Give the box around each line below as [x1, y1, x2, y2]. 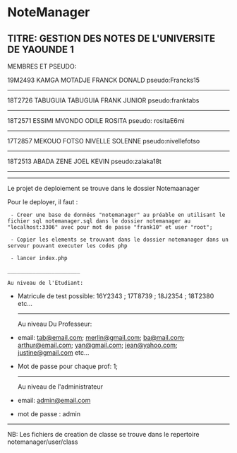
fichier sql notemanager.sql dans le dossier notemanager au [7, 218, 191, 225]
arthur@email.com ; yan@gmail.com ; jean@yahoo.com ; [17, 341, 178, 349]
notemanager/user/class [7, 437, 78, 446]
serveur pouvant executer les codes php [7, 242, 128, 249]
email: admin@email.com [17, 396, 91, 404]
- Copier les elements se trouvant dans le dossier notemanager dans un [10, 236, 229, 243]
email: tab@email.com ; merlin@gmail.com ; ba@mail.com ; [17, 334, 186, 341]
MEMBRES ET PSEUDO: [7, 62, 77, 71]
